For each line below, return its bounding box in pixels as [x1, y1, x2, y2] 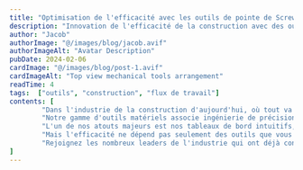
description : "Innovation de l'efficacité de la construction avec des [9, 22, 284, 31]
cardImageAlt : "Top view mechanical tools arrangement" [9, 72, 224, 81]
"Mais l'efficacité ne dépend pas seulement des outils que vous [41, 130, 293, 139]
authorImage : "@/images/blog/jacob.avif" [9, 38, 168, 48]
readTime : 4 [9, 80, 54, 89]
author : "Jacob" [9, 30, 70, 39]
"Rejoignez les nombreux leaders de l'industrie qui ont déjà [41, 139, 280, 148]
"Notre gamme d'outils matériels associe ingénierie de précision [41, 113, 297, 122]
